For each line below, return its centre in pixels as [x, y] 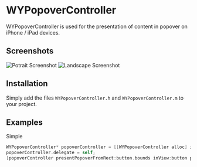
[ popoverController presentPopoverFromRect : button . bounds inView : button [97, 158]
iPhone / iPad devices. [33, 32]
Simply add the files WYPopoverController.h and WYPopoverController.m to [95, 98]
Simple [14, 137]
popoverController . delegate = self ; [51, 153]
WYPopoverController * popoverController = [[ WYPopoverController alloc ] [97, 147]
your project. [21, 104]
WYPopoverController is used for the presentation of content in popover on [97, 26]
